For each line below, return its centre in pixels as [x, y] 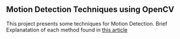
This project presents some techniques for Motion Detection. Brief [87, 23]
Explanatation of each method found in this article [67, 30]
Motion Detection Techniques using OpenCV [90, 10]
